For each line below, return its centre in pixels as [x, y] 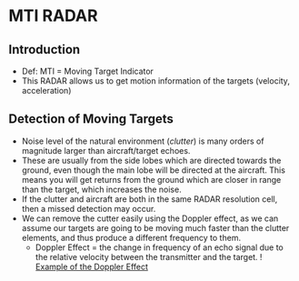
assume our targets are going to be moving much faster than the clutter [155, 227]
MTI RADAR [53, 16]
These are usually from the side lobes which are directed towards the [151, 160]
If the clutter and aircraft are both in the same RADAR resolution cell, [149, 199]
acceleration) [46, 90]
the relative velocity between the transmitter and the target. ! [149, 256]
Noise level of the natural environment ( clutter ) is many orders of [143, 141]
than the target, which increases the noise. [102, 189]
